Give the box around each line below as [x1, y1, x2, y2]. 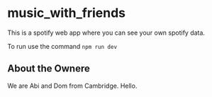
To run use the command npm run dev [7, 42, 118, 50]
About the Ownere [7, 62, 90, 75]
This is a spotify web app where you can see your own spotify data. [7, 28, 206, 37]
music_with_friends [7, 5, 126, 21]
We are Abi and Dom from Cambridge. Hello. [7, 81, 138, 90]
